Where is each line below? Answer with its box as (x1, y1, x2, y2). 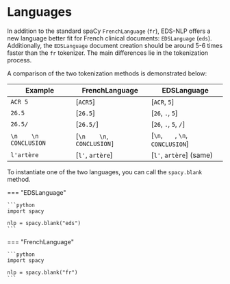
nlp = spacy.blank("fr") (7, 269, 78, 276)
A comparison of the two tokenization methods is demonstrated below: (7, 69, 207, 78)
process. (7, 56, 32, 64)
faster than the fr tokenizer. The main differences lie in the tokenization (7, 49, 209, 57)
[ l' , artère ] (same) (151, 150, 214, 160)
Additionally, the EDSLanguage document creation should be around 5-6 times (7, 41, 223, 49)
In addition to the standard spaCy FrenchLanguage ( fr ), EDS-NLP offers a (7, 27, 211, 35)
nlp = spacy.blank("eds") (7, 220, 81, 226)
